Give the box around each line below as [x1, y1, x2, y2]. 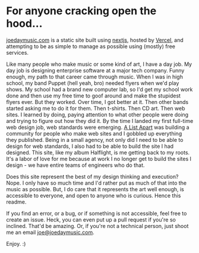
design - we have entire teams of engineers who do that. [6, 162, 145, 169]
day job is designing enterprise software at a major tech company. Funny [6, 67, 185, 74]
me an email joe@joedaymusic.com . [6, 229, 95, 236]
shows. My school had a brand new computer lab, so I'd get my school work [6, 86, 193, 93]
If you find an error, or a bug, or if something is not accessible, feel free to [6, 210, 187, 217]
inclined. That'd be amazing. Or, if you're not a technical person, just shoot [6, 222, 189, 229]
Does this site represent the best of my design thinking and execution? [6, 173, 179, 180]
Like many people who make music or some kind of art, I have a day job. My [6, 61, 192, 68]
